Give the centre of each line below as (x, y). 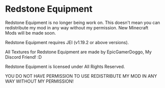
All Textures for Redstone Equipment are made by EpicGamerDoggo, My (78, 52)
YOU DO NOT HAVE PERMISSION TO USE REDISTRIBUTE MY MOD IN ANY (81, 76)
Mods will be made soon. (31, 33)
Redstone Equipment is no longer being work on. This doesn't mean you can (82, 22)
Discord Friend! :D (23, 57)
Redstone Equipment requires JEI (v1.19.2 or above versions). (67, 42)
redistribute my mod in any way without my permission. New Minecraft (77, 27)
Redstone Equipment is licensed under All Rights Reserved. (65, 66)
